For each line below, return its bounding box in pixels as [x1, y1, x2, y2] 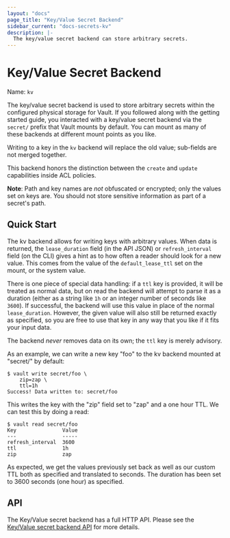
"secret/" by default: [7, 357, 65, 365]
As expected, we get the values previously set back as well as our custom [7, 463, 216, 471]
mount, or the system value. [7, 266, 86, 274]
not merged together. [7, 151, 67, 159]
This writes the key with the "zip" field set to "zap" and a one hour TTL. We [7, 400, 219, 408]
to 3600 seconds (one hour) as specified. [7, 477, 125, 485]
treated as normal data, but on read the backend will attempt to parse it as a [7, 286, 221, 295]
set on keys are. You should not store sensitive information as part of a [7, 192, 207, 200]
